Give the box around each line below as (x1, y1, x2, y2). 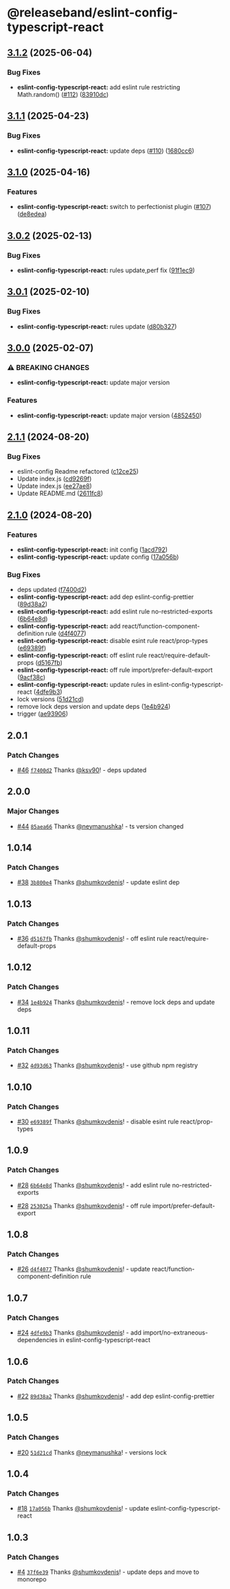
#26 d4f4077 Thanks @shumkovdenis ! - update (16, 1265, 151, 1273)
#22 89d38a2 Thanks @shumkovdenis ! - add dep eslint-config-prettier (16, 1392, 215, 1400)
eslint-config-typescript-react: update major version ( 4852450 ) (16, 411, 203, 419)
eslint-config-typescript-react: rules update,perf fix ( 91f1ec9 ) (16, 266, 196, 274)
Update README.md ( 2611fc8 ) (16, 490, 104, 498)
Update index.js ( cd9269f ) (16, 474, 92, 483)
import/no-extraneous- (143, 1328, 208, 1337)
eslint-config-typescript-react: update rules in (16, 681, 152, 689)
